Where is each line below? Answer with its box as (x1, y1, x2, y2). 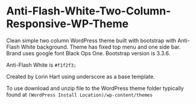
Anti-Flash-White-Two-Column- (6, 4, 171, 18)
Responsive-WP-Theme (6, 17, 128, 31)
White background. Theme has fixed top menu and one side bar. (21, 43, 181, 50)
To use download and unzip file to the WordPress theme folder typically (6, 84, 184, 91)
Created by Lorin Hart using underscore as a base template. (6, 73, 155, 80)
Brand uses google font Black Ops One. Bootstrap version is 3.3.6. (6, 49, 171, 57)
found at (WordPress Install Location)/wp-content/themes (6, 91, 153, 98)
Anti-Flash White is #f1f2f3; (6, 61, 77, 69)
